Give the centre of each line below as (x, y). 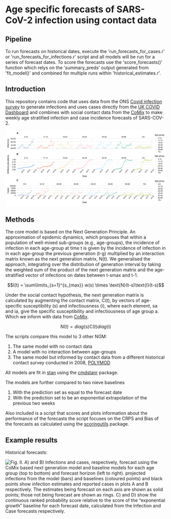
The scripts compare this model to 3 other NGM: (56, 337)
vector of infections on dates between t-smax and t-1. (82, 275)
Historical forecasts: (26, 453)
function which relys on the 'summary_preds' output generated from (77, 68)
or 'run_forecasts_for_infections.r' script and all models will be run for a (80, 57)
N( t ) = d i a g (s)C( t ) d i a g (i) (86, 327)
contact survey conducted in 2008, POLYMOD (62, 363)
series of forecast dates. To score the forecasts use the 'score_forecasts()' (84, 62)
